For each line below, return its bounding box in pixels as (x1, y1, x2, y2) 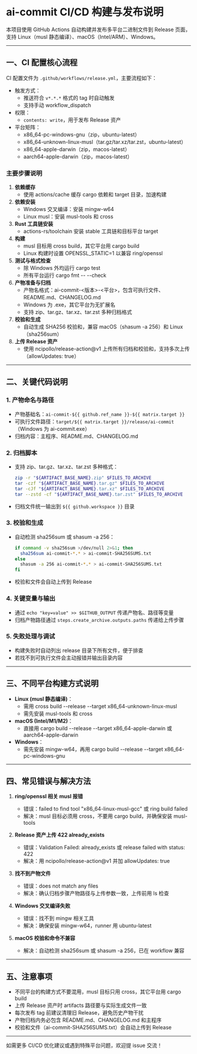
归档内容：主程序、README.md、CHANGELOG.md (14, 433, 139, 440)
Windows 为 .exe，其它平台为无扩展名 (23, 301, 116, 309)
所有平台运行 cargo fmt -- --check (23, 272, 107, 279)
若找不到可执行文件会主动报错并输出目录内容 (14, 654, 123, 661)
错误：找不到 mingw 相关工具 (23, 915, 94, 922)
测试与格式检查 (14, 257, 51, 265)
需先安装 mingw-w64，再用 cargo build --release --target (23, 745, 164, 752)
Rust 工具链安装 (14, 220, 53, 227)
